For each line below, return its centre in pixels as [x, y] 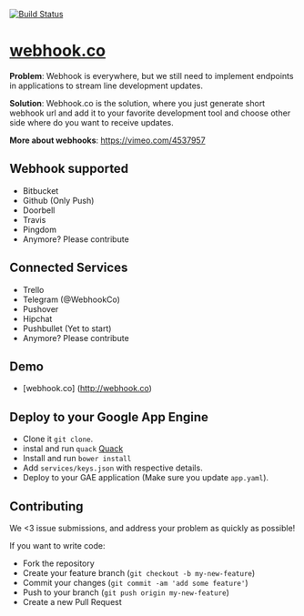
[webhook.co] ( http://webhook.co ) [87, 389]
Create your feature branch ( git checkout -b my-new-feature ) [139, 573]
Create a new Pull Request [72, 602]
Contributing [46, 506]
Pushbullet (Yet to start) [67, 328]
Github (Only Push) [58, 200]
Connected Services [69, 268]
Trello [33, 289]
